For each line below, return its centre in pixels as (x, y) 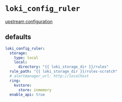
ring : (15, 81)
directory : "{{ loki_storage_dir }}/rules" (63, 67)
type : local (26, 58)
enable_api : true (27, 95)
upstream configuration (29, 21)
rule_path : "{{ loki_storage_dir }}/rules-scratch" (64, 72)
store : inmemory (35, 90)
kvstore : (23, 85)
